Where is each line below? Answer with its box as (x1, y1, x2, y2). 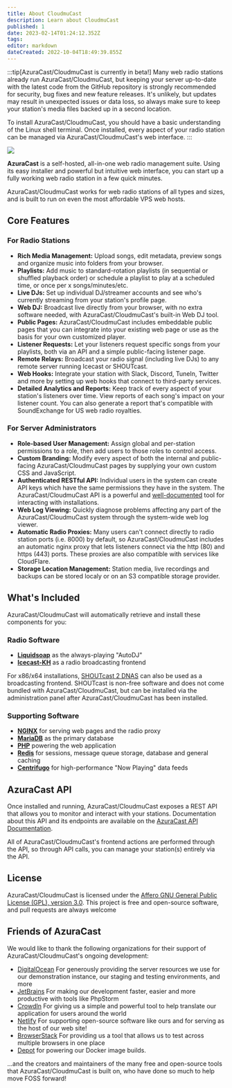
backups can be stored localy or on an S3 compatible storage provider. (17, 571, 220, 580)
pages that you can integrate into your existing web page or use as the (17, 325, 220, 334)
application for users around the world (17, 1009, 127, 1017)
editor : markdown (7, 42, 57, 49)
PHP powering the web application (17, 741, 116, 750)
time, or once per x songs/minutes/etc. (17, 281, 129, 289)
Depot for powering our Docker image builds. (17, 1046, 147, 1054)
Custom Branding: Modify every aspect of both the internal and (17, 454, 200, 462)
